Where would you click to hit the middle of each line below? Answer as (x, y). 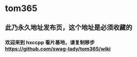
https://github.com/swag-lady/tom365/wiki (58, 49)
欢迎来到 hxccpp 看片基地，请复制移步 (50, 43)
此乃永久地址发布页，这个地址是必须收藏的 (68, 27)
